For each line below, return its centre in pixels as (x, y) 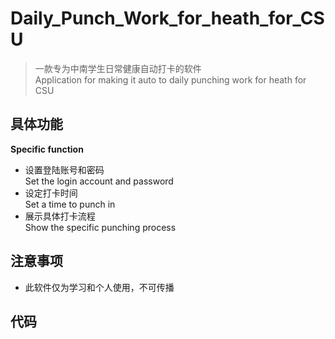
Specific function (47, 149)
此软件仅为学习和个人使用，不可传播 (99, 287)
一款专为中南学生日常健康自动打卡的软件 (118, 68)
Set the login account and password (99, 181)
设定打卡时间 (51, 193)
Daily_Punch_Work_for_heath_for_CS (167, 18)
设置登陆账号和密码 (64, 169)
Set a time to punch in (70, 204)
